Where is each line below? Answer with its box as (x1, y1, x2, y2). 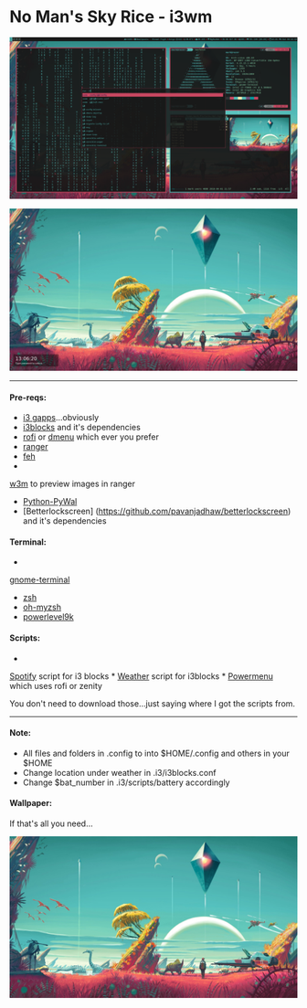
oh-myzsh (22, 601, 62, 613)
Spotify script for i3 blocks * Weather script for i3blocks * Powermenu (9, 670, 274, 682)
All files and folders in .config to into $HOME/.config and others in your (22, 748, 290, 759)
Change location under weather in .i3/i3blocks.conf (22, 767, 217, 778)
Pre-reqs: (9, 391, 48, 403)
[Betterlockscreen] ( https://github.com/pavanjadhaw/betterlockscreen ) (22, 505, 291, 517)
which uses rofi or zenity (9, 680, 103, 691)
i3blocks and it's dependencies (22, 422, 142, 433)
